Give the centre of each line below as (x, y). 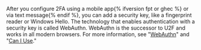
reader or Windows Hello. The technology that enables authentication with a (101, 21)
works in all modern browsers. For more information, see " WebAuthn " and (98, 34)
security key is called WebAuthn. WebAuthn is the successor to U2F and (96, 28)
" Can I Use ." (21, 41)
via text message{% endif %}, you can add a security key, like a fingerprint (99, 15)
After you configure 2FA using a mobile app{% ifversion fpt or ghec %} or (97, 9)
